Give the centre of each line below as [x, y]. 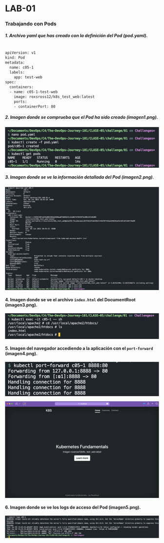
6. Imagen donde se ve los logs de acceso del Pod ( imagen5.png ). [73, 507]
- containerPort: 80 [35, 106]
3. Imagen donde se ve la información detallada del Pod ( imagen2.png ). [80, 177]
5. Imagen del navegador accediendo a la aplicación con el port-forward [79, 348]
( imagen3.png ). [21, 305]
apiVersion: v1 [20, 53]
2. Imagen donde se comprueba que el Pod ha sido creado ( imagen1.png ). [82, 117]
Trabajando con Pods [31, 24]
